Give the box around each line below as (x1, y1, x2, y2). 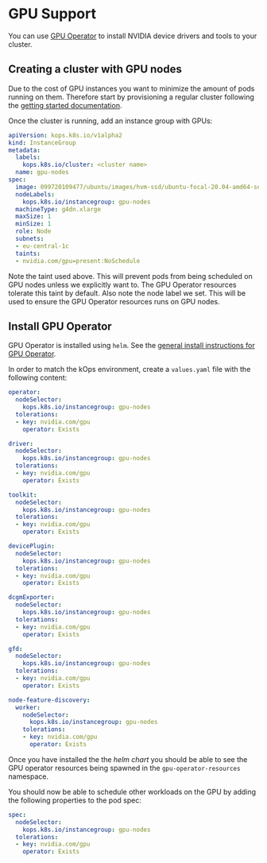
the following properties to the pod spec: (8, 795, 141, 805)
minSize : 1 (15, 220, 52, 228)
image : (15, 183, 37, 191)
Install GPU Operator (8, 319, 113, 333)
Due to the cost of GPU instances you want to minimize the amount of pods (8, 83, 255, 93)
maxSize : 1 (15, 212, 52, 221)
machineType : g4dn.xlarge (15, 205, 102, 213)
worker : (15, 703, 41, 711)
